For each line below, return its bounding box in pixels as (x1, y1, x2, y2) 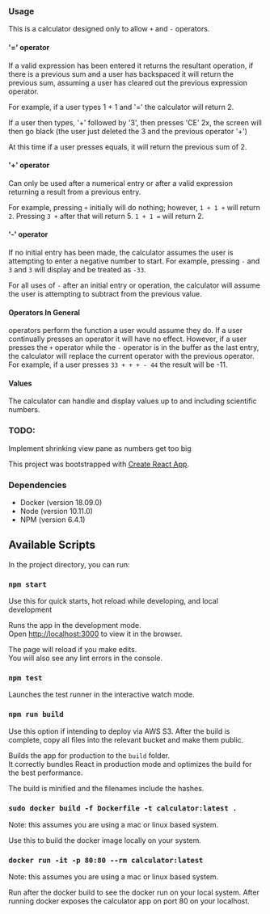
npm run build (8, 710, 64, 719)
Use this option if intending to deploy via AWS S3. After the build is (8, 726, 230, 736)
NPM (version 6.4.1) (19, 515, 86, 524)
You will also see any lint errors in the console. (8, 653, 163, 663)
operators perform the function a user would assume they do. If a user (8, 326, 243, 335)
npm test (8, 673, 43, 682)
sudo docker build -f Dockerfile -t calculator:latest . (8, 803, 238, 813)
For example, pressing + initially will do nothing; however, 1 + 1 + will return (8, 202, 260, 212)
